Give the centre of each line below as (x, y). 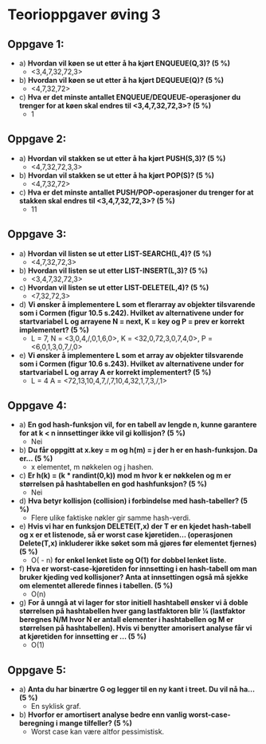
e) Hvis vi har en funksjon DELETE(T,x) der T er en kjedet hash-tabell (135, 526)
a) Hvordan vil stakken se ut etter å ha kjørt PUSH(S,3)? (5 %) (122, 158)
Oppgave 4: (37, 405)
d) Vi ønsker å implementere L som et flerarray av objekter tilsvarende (137, 304)
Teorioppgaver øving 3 (84, 15)
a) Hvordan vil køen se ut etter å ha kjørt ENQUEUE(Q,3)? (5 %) (124, 63)
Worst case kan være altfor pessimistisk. (98, 732)
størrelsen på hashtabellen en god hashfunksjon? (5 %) (113, 484)
